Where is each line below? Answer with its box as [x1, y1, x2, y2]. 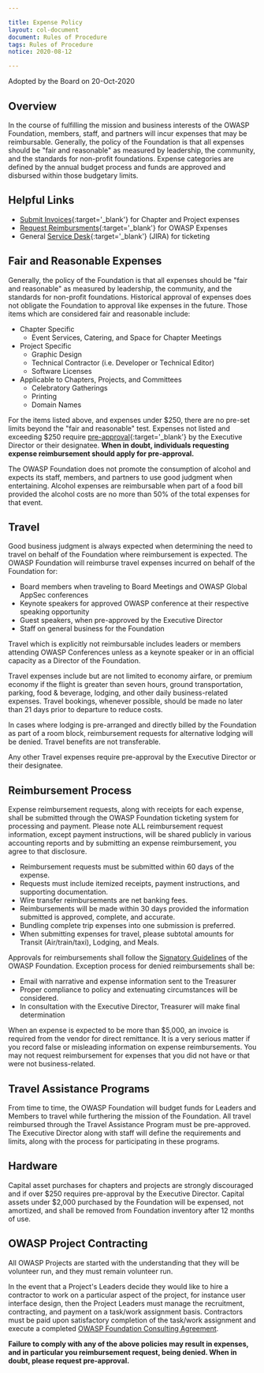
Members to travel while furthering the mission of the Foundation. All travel [8, 1111, 251, 1121]
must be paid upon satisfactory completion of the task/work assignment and [8, 1315, 256, 1325]
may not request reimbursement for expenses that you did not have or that [8, 1050, 251, 1060]
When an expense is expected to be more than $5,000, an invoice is [8, 1025, 229, 1035]
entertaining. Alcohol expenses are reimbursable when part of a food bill [8, 481, 243, 490]
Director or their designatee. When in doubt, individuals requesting [8, 440, 229, 450]
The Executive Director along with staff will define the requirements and [8, 1128, 241, 1137]
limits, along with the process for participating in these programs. [8, 1137, 220, 1146]
